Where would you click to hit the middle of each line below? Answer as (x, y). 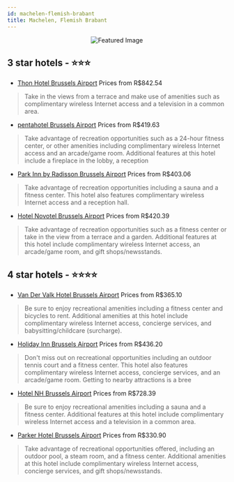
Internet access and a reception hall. (77, 202)
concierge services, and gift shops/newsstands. (93, 471)
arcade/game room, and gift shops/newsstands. (93, 252)
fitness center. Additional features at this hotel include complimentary (124, 414)
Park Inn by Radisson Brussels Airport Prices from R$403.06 (104, 174)
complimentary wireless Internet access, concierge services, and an (122, 372)
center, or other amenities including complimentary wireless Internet (122, 146)
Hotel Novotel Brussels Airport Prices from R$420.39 (93, 216)
